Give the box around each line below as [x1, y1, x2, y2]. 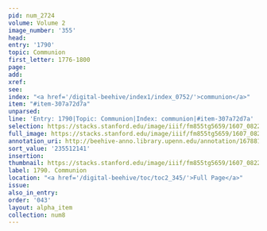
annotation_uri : [8, 137, 62, 145]
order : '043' [8, 196, 52, 204]
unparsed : [8, 108, 41, 116]
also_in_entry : [8, 188, 59, 197]
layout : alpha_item [8, 203, 73, 211]
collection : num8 [8, 211, 66, 219]
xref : [8, 78, 26, 86]
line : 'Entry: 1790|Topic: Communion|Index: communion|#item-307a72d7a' [8, 115, 254, 123]
